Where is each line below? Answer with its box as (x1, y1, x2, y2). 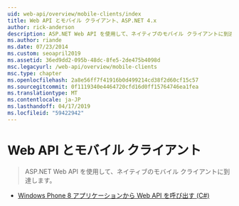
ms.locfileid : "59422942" (7, 109, 84, 116)
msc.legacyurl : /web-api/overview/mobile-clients (7, 63, 158, 70)
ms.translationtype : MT (7, 90, 78, 97)
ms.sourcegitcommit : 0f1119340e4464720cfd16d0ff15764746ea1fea (7, 83, 199, 90)
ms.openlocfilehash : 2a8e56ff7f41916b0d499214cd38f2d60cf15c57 (7, 76, 199, 84)
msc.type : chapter (7, 70, 62, 77)
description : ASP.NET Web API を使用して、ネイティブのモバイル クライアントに (7, 30, 224, 38)
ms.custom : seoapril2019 (7, 50, 81, 58)
